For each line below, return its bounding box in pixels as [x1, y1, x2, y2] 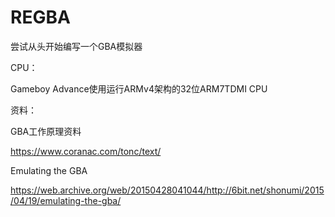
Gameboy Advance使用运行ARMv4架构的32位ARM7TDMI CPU [10, 82, 268, 95]
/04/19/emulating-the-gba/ [10, 194, 122, 206]
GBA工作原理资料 [10, 125, 82, 137]
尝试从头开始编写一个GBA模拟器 [10, 40, 143, 52]
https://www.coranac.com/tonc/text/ [10, 145, 162, 157]
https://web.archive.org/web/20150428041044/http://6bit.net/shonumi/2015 [10, 184, 325, 196]
